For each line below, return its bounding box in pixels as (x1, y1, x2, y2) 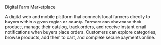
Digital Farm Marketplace (5, 4, 56, 10)
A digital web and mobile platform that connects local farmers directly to (5, 14, 150, 19)
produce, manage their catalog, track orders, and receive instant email (5, 24, 147, 30)
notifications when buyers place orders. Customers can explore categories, (5, 29, 157, 35)
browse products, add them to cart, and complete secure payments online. (5, 34, 155, 40)
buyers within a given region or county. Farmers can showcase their (5, 19, 142, 24)
